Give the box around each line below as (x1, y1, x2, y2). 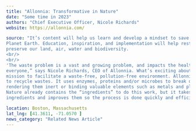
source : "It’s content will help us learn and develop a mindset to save (6, 36, 190, 41)
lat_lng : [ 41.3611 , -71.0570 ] (6, 111, 82, 116)
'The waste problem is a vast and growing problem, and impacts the (6, 62, 176, 68)
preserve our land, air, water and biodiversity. (6, 46, 129, 52)
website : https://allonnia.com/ (6, 24, 85, 31)
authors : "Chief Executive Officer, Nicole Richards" (6, 19, 140, 25)
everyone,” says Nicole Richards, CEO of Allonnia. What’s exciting (6, 68, 176, 73)
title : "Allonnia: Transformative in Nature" (6, 8, 118, 15)
